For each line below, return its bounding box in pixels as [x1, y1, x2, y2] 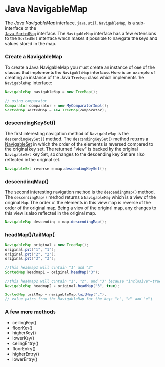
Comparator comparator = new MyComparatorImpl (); [5, 103, 109, 108]
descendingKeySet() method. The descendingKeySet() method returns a [5, 136, 149, 142]
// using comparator [5, 99, 48, 104]
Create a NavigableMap [5, 53, 62, 60]
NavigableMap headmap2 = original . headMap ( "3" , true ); [5, 283, 120, 288]
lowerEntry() [12, 356, 38, 362]
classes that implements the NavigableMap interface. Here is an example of [5, 70, 156, 75]
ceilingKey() [12, 320, 37, 326]
